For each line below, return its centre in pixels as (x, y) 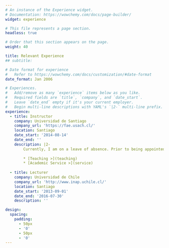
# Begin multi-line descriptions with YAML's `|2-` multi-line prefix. (84, 107)
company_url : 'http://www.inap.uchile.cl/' (61, 182)
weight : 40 (17, 47)
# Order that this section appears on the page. (57, 42)
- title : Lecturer (29, 173)
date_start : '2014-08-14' (41, 135)
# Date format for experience (37, 70)
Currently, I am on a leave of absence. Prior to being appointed (94, 149)
